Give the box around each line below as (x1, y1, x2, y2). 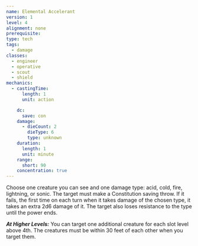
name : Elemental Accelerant (6, 8, 76, 15)
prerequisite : (6, 31, 41, 37)
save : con (21, 113, 46, 119)
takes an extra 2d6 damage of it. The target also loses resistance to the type (6, 203, 192, 210)
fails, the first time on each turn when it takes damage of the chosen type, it (6, 196, 191, 204)
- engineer (11, 58, 38, 64)
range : (17, 157, 33, 163)
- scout (11, 69, 31, 75)
